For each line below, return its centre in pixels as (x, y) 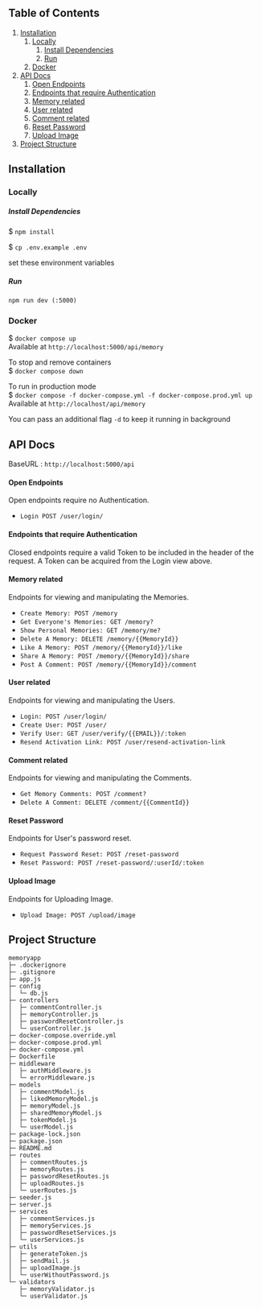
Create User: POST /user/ (63, 725)
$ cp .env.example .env (48, 247)
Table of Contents (54, 13)
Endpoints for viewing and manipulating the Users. (92, 700)
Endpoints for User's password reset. (70, 838)
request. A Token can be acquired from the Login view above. (111, 561)
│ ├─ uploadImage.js (45, 1268)
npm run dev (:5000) (43, 301)
